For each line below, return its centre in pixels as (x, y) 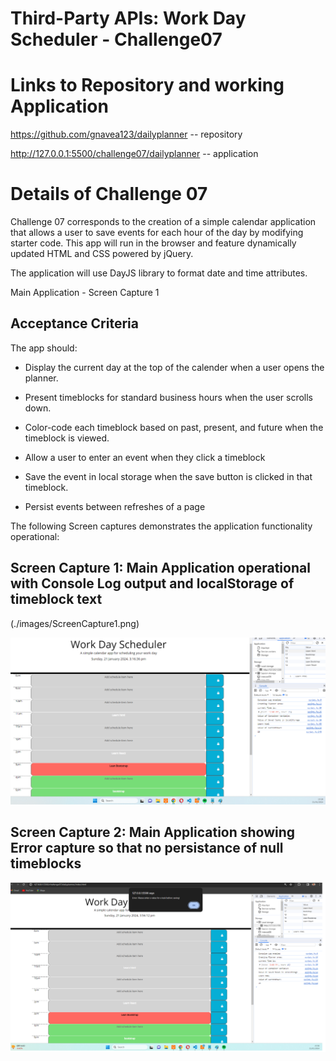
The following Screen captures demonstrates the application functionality (161, 526)
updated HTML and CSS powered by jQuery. (102, 254)
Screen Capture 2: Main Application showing (153, 832)
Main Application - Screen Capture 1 (85, 293)
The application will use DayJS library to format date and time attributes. (159, 273)
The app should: (44, 348)
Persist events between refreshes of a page (115, 506)
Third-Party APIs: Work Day (128, 18)
